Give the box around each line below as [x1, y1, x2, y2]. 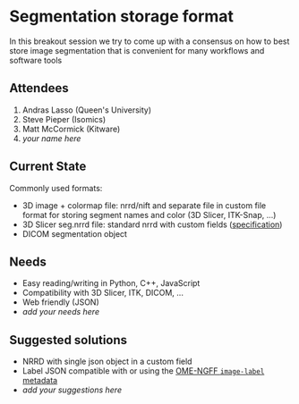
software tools [9, 55, 63, 65]
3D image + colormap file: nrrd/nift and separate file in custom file [21, 199, 267, 211]
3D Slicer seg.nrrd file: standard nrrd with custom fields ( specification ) [21, 219, 283, 230]
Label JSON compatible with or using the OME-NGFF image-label [21, 366, 265, 376]
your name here [21, 132, 81, 144]
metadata [21, 375, 58, 386]
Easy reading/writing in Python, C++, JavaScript [21, 278, 201, 289]
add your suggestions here [21, 384, 123, 395]
